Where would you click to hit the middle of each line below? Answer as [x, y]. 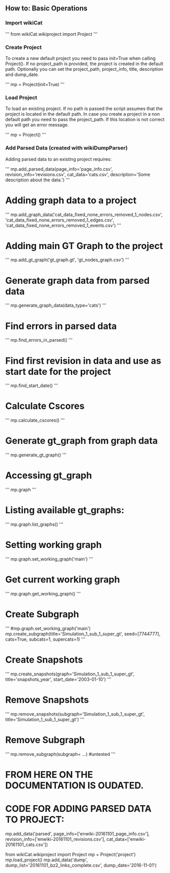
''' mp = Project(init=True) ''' [35, 84]
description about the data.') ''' [38, 180]
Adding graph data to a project [71, 200]
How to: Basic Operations [46, 8]
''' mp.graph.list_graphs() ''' [34, 525]
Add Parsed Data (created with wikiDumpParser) [67, 148]
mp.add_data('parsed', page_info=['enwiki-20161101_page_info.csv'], [78, 834]
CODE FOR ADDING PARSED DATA [78, 809]
